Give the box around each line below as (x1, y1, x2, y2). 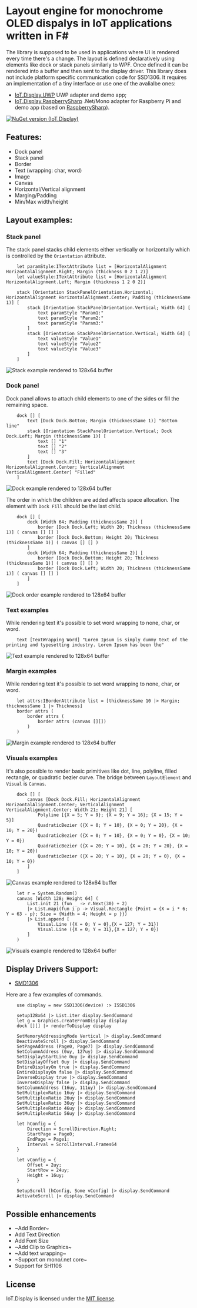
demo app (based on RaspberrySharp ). (14, 104, 110, 111)
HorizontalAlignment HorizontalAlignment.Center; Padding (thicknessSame (6, 294, 191, 301)
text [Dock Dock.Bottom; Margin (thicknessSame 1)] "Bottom (27, 418, 178, 423)
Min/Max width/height (14, 198, 69, 205)
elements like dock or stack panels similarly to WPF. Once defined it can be (6, 61, 189, 68)
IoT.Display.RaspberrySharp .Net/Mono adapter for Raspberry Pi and (14, 97, 181, 104)
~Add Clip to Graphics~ (14, 1244, 72, 1251)
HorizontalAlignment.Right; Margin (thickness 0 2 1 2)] (6, 269, 149, 275)
